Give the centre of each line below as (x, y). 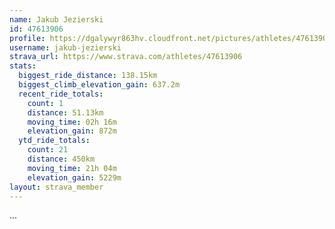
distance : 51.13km (65, 112)
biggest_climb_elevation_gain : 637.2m (99, 85)
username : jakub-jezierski (65, 47)
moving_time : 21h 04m (72, 168)
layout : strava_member (56, 187)
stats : (23, 66)
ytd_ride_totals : (54, 141)
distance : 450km (61, 159)
